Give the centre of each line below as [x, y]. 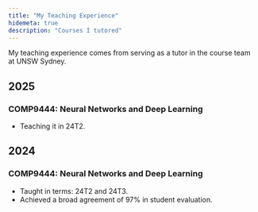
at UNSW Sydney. [37, 61]
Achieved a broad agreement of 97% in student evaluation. [116, 199]
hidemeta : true [33, 23]
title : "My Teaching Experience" [64, 15]
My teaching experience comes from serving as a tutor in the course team [129, 53]
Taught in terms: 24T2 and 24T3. [74, 191]
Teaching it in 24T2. [52, 126]
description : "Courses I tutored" [65, 30]
